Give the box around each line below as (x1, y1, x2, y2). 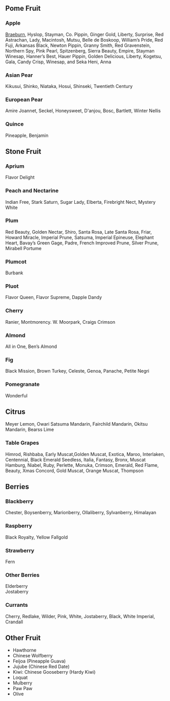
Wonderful (5, 392, 28, 398)
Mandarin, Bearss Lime (5, 427, 54, 433)
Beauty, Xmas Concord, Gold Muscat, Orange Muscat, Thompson (5, 467, 144, 474)
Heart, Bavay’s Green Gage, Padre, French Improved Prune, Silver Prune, (5, 239, 159, 246)
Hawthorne (12, 647, 37, 653)
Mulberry (12, 680, 32, 686)
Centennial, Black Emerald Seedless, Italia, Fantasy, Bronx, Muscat (5, 457, 146, 463)
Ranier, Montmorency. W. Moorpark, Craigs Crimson (5, 319, 116, 325)
